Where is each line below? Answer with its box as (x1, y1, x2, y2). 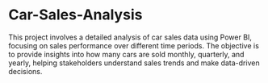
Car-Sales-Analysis (8, 6, 143, 24)
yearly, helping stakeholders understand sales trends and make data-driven (8, 58, 260, 68)
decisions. (8, 66, 43, 76)
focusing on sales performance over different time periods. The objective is (8, 40, 260, 50)
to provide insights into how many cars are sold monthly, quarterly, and (8, 49, 245, 59)
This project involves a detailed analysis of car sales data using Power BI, (8, 32, 253, 42)
